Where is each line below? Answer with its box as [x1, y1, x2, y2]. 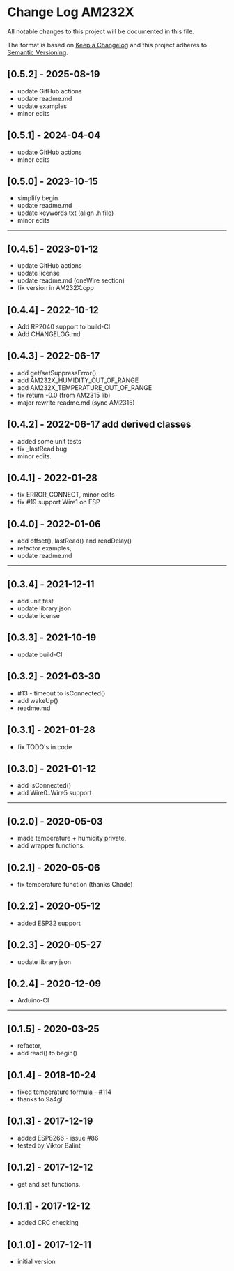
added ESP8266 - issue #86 [17, 1134, 99, 1142]
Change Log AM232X [7, 4, 134, 20]
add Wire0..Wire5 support [17, 789, 92, 797]
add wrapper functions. [17, 841, 85, 850]
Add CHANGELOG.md [17, 330, 81, 338]
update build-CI [17, 650, 63, 659]
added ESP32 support [17, 919, 81, 927]
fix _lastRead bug [17, 444, 68, 453]
